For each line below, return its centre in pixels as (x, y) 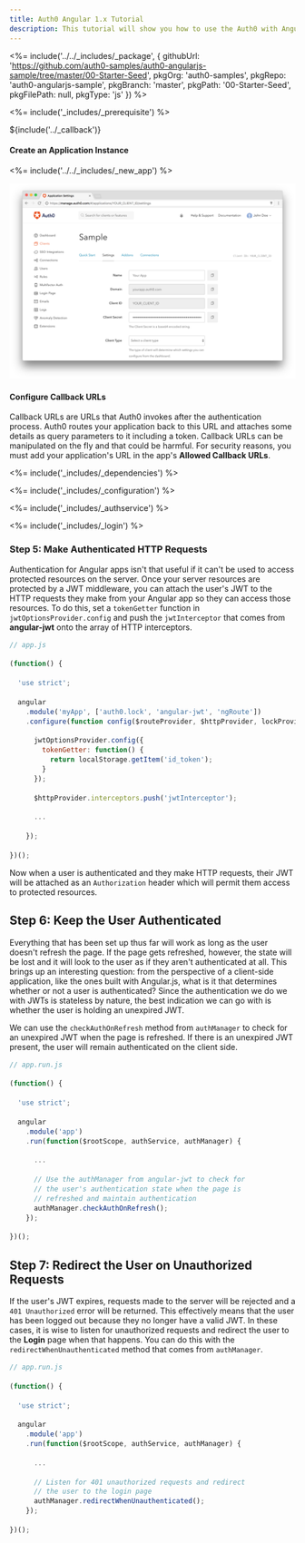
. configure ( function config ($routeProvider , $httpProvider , (142, 722)
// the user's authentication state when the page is (138, 1189)
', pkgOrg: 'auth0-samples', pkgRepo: (216, 75)
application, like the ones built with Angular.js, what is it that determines (143, 981)
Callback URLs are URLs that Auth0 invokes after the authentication (135, 417)
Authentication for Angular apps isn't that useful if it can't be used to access (152, 569)
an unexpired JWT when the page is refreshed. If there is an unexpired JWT (151, 1037)
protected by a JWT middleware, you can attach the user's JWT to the (141, 588)
